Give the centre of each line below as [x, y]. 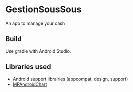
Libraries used [28, 67]
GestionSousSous [43, 9]
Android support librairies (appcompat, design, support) [70, 79]
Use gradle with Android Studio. [38, 51]
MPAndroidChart [30, 84]
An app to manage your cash [35, 23]
